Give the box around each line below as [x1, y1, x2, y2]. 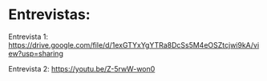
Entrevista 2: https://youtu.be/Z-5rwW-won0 [8, 64, 156, 73]
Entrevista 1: [8, 32, 49, 41]
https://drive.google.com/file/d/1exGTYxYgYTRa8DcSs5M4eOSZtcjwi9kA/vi [8, 40, 260, 49]
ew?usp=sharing [8, 48, 64, 58]
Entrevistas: [8, 6, 91, 24]
